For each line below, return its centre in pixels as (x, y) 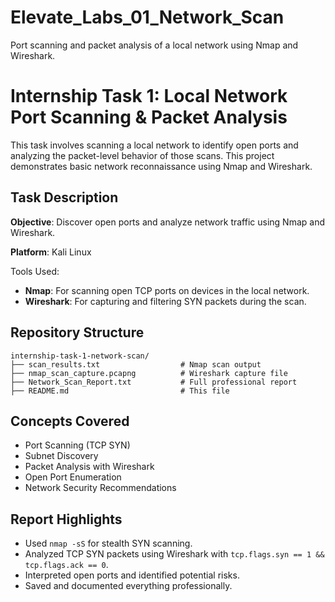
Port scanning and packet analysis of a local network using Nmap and (154, 45)
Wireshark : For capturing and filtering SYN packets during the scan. (165, 301)
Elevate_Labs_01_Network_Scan (147, 17)
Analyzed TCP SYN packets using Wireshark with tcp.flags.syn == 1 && (174, 554)
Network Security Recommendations (100, 488)
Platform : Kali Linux (51, 252)
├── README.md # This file (120, 391)
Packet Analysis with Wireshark (89, 467)
